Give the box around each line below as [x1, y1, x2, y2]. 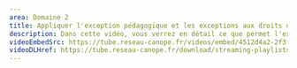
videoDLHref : [9, 46, 57, 55]
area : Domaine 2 [9, 12, 69, 22]
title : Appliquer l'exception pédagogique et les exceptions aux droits [9, 21, 283, 30]
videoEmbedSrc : [9, 37, 65, 47]
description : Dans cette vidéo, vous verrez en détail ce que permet [9, 29, 271, 38]
